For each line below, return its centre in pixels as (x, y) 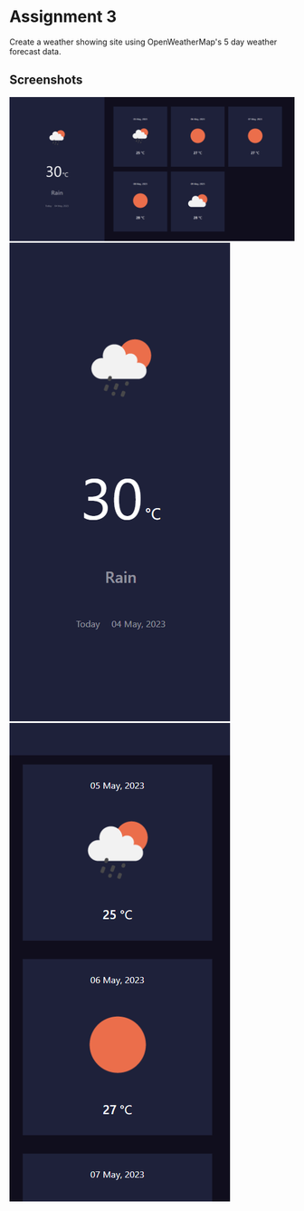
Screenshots (46, 80)
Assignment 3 (63, 17)
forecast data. (35, 51)
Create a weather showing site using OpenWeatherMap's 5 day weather (143, 42)
